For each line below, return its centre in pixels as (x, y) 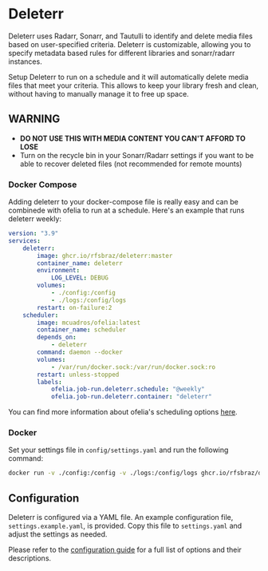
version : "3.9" (33, 234)
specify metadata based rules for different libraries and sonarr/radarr (122, 53)
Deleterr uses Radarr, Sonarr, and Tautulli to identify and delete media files (130, 36)
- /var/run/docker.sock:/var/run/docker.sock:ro (133, 367)
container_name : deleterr (80, 263)
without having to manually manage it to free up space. (99, 93)
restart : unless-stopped (78, 375)
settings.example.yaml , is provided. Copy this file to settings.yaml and (125, 526)
